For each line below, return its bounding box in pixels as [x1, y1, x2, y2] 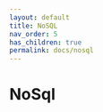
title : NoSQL [9, 21, 58, 30]
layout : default [9, 12, 70, 22]
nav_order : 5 [9, 29, 58, 38]
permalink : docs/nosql [9, 46, 94, 55]
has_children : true [9, 37, 82, 47]
